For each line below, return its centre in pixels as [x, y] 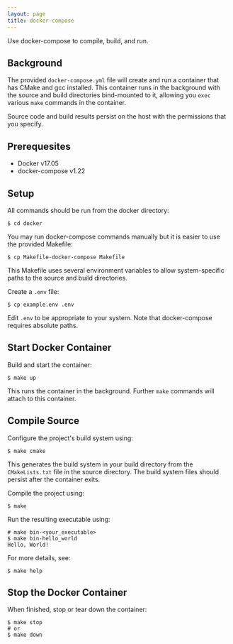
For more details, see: [39, 557]
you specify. [25, 124]
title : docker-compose [41, 21]
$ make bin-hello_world [42, 538]
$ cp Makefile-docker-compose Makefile [66, 257]
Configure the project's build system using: [70, 438]
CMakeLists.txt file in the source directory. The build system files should [113, 471]
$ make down [25, 635]
